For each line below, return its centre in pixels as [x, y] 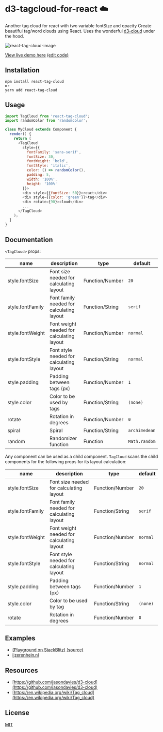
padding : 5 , [39, 175]
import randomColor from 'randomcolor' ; [47, 121]
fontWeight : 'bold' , [47, 161]
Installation [22, 70]
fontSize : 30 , [41, 157]
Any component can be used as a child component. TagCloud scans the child [81, 457]
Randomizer [63, 438]
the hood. [15, 36]
